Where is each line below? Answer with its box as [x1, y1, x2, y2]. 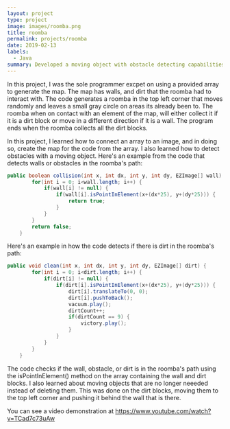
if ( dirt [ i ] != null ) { [43, 275, 109, 282]
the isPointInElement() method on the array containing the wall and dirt [7, 371, 207, 380]
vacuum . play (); [68, 301, 112, 308]
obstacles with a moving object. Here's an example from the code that [7, 152, 205, 160]
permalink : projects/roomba [7, 36, 88, 43]
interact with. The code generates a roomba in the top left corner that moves [7, 94, 223, 103]
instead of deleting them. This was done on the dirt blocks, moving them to [7, 386, 219, 395]
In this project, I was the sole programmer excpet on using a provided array [7, 80, 219, 88]
